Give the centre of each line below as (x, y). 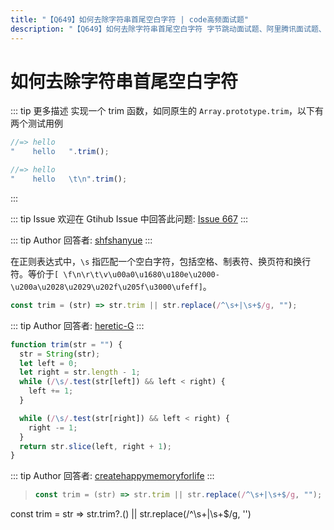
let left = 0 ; (48, 363)
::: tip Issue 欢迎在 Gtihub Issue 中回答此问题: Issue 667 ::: (129, 218)
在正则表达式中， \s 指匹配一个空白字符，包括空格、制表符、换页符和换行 (161, 261)
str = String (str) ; (60, 354)
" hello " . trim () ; (60, 152)
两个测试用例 (36, 123)
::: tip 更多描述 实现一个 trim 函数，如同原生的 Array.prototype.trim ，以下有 (167, 111)
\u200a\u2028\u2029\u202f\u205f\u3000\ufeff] (106, 287)
